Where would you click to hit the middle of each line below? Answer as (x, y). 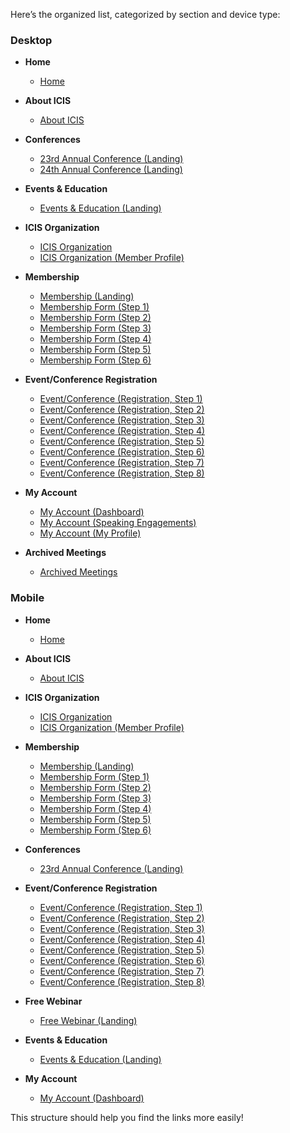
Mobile (27, 598)
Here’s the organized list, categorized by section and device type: (145, 14)
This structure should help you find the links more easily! (127, 1117)
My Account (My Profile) (90, 533)
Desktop (31, 40)
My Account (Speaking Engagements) (118, 523)
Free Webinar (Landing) (88, 1020)
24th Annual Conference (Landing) (111, 170)
